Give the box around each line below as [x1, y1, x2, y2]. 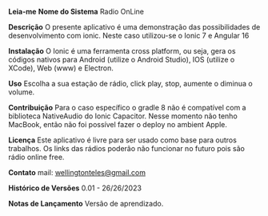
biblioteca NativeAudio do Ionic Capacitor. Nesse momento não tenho [8, 111, 238, 121]
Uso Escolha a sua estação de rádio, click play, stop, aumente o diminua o [8, 79, 254, 88]
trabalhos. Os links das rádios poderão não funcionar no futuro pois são [8, 144, 246, 153]
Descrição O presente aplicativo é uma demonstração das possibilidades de [8, 22, 261, 31]
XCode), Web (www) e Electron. [8, 63, 114, 73]
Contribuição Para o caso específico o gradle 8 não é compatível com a [8, 103, 246, 112]
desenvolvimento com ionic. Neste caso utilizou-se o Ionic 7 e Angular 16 [8, 31, 250, 40]
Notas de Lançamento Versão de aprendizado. [8, 199, 164, 208]
